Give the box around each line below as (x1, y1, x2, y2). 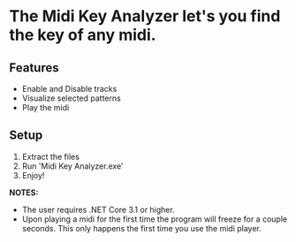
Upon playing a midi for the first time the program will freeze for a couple (21, 214, 288, 224)
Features (9, 60, 59, 75)
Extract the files (21, 151, 80, 162)
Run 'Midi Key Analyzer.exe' (21, 161, 124, 171)
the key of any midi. (9, 25, 156, 45)
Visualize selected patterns (21, 93, 121, 103)
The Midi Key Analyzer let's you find (9, 6, 281, 26)
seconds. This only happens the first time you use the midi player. (21, 223, 262, 233)
